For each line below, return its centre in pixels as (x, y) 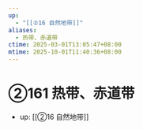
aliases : (23, 30)
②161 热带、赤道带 (71, 93)
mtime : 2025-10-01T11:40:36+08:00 (65, 52)
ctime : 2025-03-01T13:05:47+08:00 (65, 45)
